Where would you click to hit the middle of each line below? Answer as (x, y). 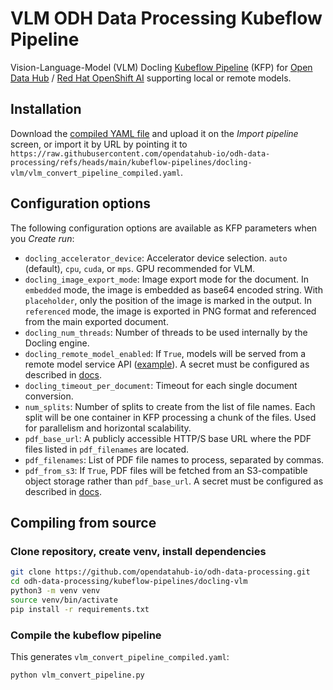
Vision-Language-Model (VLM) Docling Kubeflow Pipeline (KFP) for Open (161, 67)
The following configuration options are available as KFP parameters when (164, 228)
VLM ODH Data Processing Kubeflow (166, 18)
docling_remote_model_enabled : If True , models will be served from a (165, 353)
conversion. (49, 396)
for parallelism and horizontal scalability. (108, 428)
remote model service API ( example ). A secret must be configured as (167, 364)
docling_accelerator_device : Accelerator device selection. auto (156, 258)
